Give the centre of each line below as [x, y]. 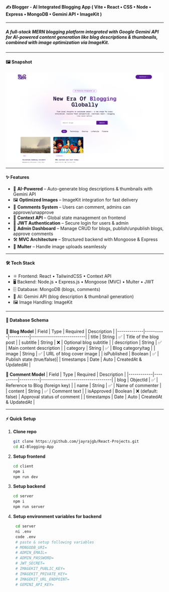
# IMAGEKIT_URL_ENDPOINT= [42, 579]
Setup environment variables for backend [57, 517]
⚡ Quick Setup [21, 419]
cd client [23, 466]
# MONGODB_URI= [31, 547]
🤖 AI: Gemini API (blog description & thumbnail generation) [73, 297]
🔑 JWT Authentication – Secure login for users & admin [71, 223]
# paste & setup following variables [55, 542]
